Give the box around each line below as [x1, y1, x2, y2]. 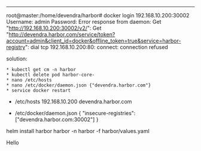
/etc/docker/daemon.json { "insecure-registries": [14, 110, 136, 116]
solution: [6, 55, 28, 62]
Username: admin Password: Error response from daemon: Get [6, 19, 162, 25]
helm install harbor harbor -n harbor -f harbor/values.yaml [6, 128, 150, 134]
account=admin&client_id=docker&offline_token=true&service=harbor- [6, 37, 181, 44]
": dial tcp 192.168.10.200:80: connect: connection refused [25, 44, 169, 51]
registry [6, 44, 26, 51]
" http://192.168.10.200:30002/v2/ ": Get [6, 24, 102, 32]
